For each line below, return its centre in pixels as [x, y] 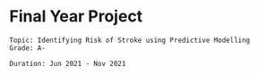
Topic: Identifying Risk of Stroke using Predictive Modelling [130, 40]
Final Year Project [76, 17]
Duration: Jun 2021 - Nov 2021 [68, 63]
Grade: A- [28, 48]
